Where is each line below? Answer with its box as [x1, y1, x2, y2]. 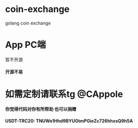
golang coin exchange [5, 20, 51, 26]
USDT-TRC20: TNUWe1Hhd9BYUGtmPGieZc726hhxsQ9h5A [5, 117, 133, 123]
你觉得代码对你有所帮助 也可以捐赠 [5, 106, 76, 112]
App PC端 [5, 39, 46, 50]
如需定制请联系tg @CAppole [5, 88, 123, 99]
